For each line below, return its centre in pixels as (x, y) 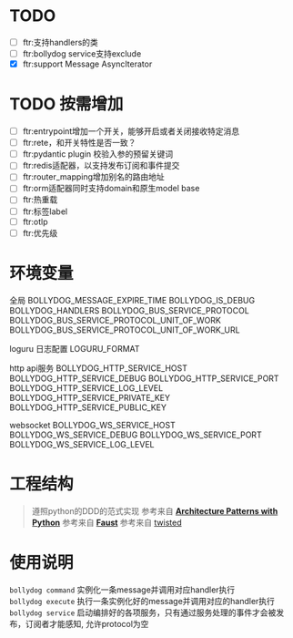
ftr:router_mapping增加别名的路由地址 (94, 177)
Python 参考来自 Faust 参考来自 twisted (106, 522)
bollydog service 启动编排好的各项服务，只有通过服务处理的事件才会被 (143, 612)
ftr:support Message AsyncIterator (87, 64)
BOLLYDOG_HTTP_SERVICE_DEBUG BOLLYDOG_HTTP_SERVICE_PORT (144, 378)
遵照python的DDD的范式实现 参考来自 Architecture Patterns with (155, 510)
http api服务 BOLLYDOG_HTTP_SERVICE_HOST (99, 368)
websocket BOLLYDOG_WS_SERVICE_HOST (92, 425)
